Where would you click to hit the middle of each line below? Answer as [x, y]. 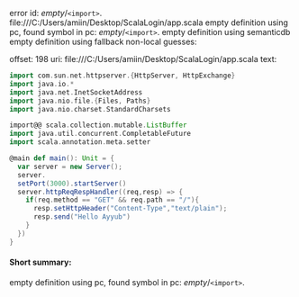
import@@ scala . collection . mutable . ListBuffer [98, 125]
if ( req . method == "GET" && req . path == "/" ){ [113, 200]
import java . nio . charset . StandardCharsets [90, 109]
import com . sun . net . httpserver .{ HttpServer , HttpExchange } [122, 76]
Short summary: [41, 262]
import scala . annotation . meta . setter [80, 142]
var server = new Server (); [70, 166]
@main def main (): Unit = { [62, 158]
